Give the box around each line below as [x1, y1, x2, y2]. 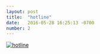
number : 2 [6, 25, 31, 31]
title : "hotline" [6, 14, 52, 20]
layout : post [6, 8, 39, 15]
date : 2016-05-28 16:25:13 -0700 [6, 20, 95, 26]
